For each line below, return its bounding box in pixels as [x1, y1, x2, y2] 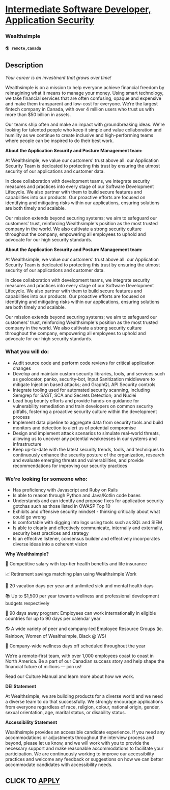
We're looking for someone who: [5, 475, 88, 482]
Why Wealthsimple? [5, 551, 49, 557]
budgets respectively [5, 600, 50, 607]
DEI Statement [5, 684, 37, 690]
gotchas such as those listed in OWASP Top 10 [12, 503, 110, 509]
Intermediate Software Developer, [5, 4, 152, 15]
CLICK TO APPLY [5, 776, 60, 785]
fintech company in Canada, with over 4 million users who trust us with [5, 106, 154, 112]
